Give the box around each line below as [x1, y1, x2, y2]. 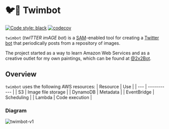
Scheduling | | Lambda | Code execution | [5, 94, 92, 100]
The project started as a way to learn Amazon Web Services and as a [5, 50, 150, 56]
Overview [5, 70, 37, 79]
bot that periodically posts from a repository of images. [5, 40, 121, 46]
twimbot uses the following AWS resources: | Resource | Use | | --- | [5, 83, 147, 89]
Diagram [5, 107, 27, 114]
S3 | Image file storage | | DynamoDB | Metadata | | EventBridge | [18, 89, 155, 95]
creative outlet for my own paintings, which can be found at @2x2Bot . [5, 55, 151, 61]
